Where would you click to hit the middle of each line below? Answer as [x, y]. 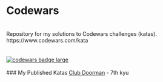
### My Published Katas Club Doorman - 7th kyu [68, 72]
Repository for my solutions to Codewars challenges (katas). [82, 33]
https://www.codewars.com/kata [47, 40]
